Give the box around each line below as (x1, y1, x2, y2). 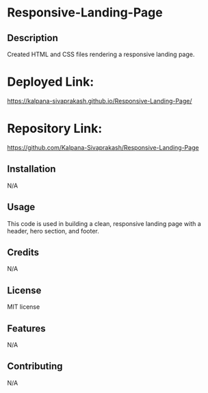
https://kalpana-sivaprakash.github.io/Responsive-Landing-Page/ (7, 97, 193, 105)
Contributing (7, 361, 63, 372)
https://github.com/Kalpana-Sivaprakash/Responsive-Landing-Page (7, 143, 200, 151)
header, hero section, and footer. (7, 227, 99, 235)
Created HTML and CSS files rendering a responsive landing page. (7, 50, 195, 58)
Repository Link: (7, 121, 103, 136)
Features (7, 322, 46, 334)
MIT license (7, 303, 40, 311)
